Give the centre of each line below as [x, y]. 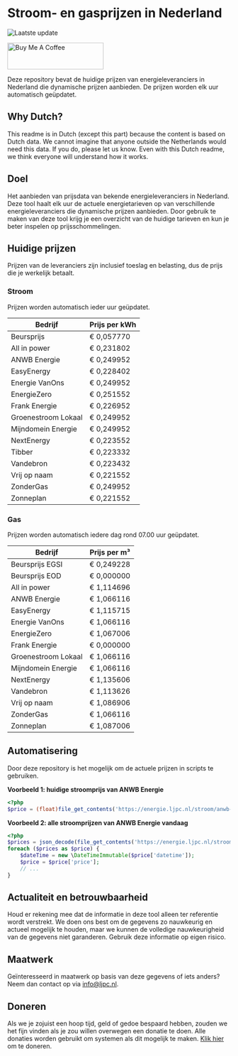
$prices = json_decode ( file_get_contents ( [71, 842]
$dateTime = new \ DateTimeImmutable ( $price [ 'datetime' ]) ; [107, 856]
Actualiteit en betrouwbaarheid [78, 897]
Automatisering [42, 751]
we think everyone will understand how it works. [78, 156]
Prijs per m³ [110, 552]
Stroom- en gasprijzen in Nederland [115, 13]
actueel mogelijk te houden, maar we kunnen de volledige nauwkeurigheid [116, 930]
